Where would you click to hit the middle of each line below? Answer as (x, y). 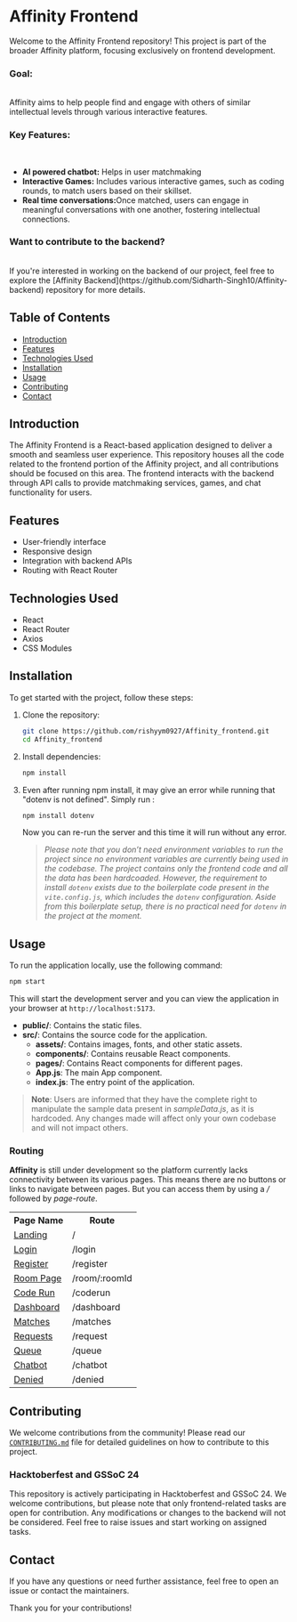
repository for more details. (96, 289)
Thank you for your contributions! (71, 1608)
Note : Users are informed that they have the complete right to (144, 1099)
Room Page (38, 1278)
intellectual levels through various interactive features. (108, 112)
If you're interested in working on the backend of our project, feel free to (142, 271)
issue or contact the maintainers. (69, 1591)
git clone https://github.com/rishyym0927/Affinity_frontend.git (145, 731)
